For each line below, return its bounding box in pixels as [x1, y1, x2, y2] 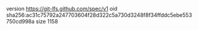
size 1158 [35, 18, 59, 25]
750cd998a [6, 18, 35, 25]
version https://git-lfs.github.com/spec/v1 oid [6, 5, 118, 12]
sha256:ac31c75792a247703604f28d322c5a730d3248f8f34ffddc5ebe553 [6, 11, 193, 19]
